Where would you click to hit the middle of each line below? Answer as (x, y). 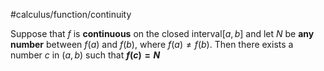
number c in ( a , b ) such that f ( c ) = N (85, 55)
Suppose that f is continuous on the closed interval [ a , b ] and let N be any (162, 33)
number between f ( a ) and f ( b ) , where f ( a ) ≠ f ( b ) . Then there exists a (152, 44)
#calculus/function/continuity (71, 14)
